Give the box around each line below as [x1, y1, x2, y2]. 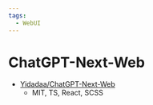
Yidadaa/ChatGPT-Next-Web [19, 80, 116, 89]
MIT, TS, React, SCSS [31, 88, 104, 98]
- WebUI [15, 19, 42, 27]
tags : [8, 11, 26, 20]
